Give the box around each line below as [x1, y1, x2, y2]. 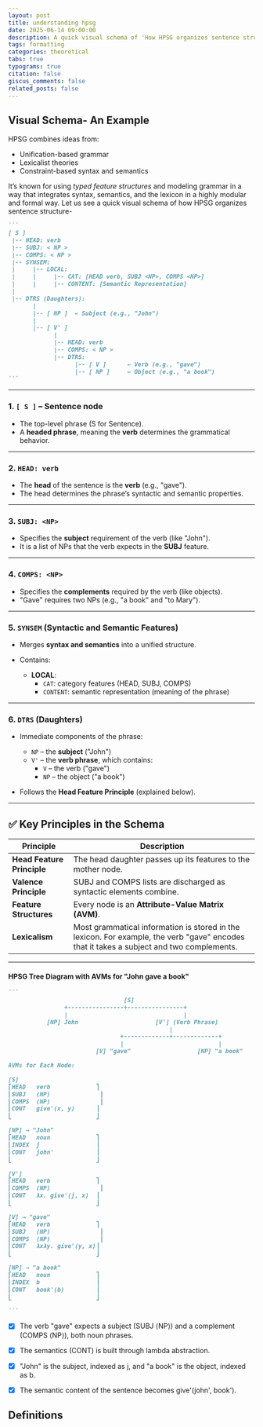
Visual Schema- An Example [8, 113, 150, 126]
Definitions [8, 1409, 63, 1422]
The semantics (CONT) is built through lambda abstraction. [19, 1345, 211, 1355]
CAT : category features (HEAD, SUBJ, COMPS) [42, 679, 192, 688]
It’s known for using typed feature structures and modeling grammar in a [8, 181, 242, 191]
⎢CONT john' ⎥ [8, 1148, 100, 1156]
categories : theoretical [8, 48, 89, 56]
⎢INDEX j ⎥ [8, 1140, 100, 1149]
